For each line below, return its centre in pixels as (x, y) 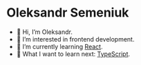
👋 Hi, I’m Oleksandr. (45, 32)
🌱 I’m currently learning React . (59, 46)
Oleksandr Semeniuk (68, 13)
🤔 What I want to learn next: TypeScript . (73, 54)
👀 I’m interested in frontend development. (75, 39)
